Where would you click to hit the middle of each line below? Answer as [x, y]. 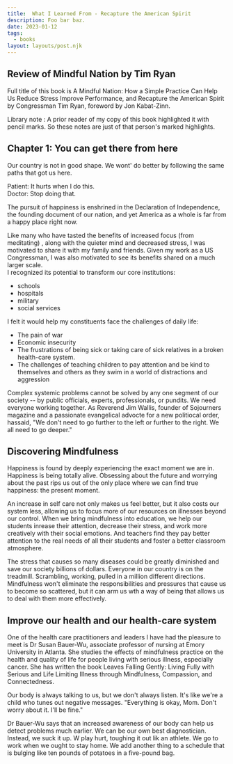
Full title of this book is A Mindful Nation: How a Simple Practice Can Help [112, 90]
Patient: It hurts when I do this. [51, 186]
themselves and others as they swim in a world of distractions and [112, 372]
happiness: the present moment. [54, 491]
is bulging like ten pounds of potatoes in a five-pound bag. [91, 753]
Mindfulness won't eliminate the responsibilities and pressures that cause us [117, 584]
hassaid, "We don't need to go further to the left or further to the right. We [113, 422]
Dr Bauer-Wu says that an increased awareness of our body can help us [111, 724]
